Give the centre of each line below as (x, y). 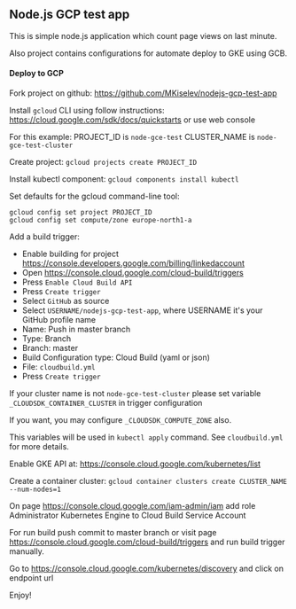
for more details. (39, 447)
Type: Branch (47, 339)
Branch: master (50, 348)
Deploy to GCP (36, 74)
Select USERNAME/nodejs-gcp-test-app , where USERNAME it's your (142, 310)
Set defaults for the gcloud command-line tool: (94, 196)
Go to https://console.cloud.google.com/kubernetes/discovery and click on (146, 569)
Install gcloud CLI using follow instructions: (87, 111)
